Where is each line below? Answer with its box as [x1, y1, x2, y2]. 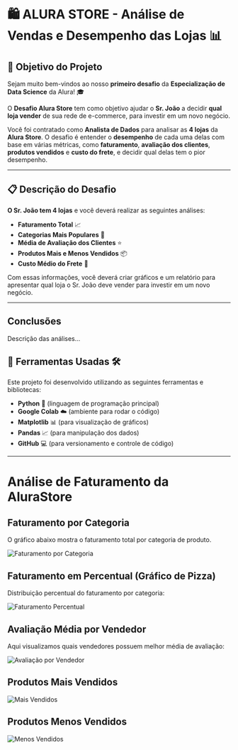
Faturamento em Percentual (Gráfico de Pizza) [7, 570, 216, 582]
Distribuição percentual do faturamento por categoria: [7, 589, 165, 597]
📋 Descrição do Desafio [7, 183, 117, 196]
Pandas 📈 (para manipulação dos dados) [17, 428, 140, 437]
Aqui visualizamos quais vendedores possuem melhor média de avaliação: [7, 642, 225, 651]
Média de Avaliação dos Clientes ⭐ [17, 238, 123, 246]
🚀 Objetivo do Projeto [7, 60, 103, 72]
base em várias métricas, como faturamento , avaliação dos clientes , [7, 141, 210, 148]
